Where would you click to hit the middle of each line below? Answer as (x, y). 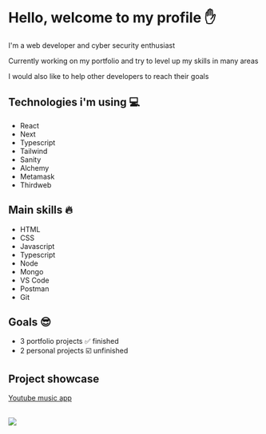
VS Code (34, 280)
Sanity (30, 160)
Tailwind (34, 151)
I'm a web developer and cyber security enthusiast (92, 45)
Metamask (37, 176)
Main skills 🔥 (41, 210)
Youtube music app (40, 398)
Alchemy (34, 168)
